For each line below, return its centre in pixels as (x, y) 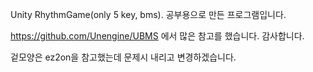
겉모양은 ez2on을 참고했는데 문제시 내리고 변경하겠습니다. (123, 57)
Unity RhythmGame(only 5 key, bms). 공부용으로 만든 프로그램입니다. (148, 14)
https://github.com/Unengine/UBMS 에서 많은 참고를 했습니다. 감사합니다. (157, 36)
